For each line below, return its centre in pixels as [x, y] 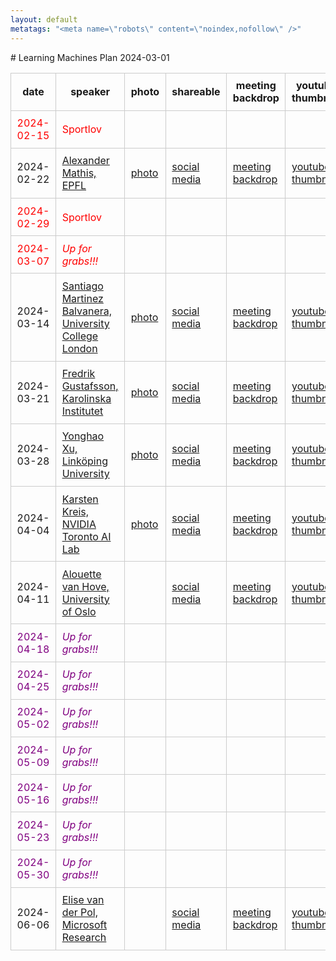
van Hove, [85, 586]
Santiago [82, 286]
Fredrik [78, 374]
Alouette [81, 574]
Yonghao [83, 436]
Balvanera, [87, 311]
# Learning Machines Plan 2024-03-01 [90, 57]
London [79, 349]
